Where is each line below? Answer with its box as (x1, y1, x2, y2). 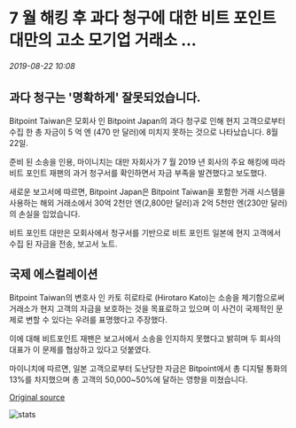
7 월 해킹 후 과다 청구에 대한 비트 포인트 (9, 8, 277, 28)
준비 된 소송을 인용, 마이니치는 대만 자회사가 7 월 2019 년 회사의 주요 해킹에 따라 (9, 156, 286, 167)
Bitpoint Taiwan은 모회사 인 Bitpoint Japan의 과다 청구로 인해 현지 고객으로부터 (9, 115, 286, 126)
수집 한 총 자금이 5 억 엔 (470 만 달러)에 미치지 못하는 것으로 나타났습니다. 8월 (9, 126, 279, 137)
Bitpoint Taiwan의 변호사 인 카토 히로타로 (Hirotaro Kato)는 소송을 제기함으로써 (9, 292, 285, 302)
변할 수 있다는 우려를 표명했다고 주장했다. (25, 314, 168, 324)
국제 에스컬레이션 (9, 267, 98, 282)
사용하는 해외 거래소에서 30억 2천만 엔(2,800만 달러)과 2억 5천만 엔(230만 (9, 197, 269, 208)
